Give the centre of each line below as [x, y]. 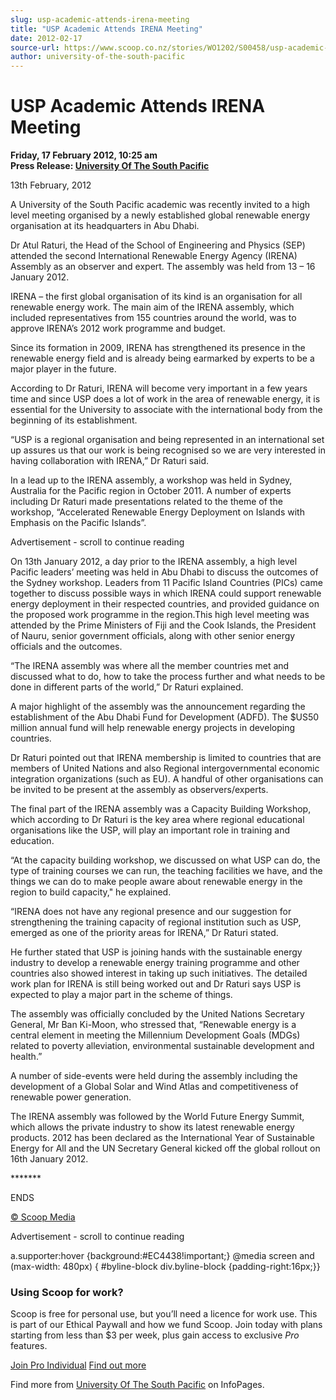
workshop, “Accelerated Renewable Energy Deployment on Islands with [157, 512]
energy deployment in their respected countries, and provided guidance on [165, 604]
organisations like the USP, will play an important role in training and [150, 830]
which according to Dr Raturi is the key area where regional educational [157, 820]
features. [29, 1346]
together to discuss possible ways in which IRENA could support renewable [166, 593]
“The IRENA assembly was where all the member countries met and [150, 666]
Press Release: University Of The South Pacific [110, 166]
